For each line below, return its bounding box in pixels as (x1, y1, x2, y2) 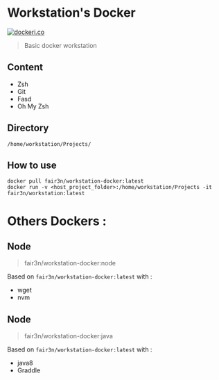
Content (7, 61, 44, 74)
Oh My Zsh (17, 102, 49, 110)
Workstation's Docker (7, 5, 137, 21)
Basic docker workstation (24, 41, 97, 49)
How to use (7, 159, 57, 171)
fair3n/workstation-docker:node (24, 259, 116, 267)
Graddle (17, 366, 41, 374)
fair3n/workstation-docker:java (24, 332, 113, 340)
